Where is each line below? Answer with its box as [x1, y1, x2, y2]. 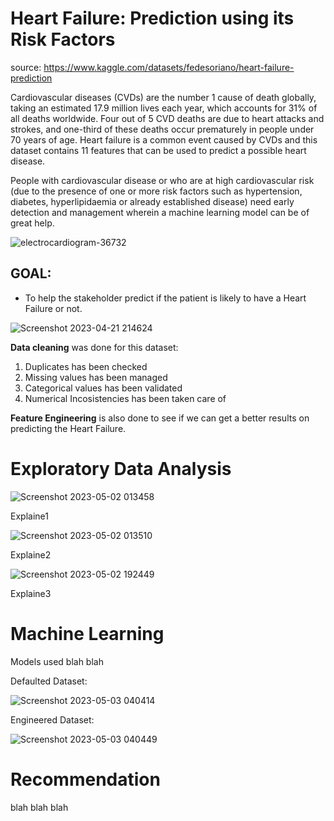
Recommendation [10, 768, 161, 791]
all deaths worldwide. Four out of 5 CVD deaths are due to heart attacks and [10, 112, 325, 124]
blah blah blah [10, 801, 69, 813]
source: [10, 61, 42, 73]
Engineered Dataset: [10, 713, 95, 726]
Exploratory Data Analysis [10, 457, 232, 480]
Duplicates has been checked [24, 360, 148, 372]
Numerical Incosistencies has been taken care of [24, 392, 227, 404]
